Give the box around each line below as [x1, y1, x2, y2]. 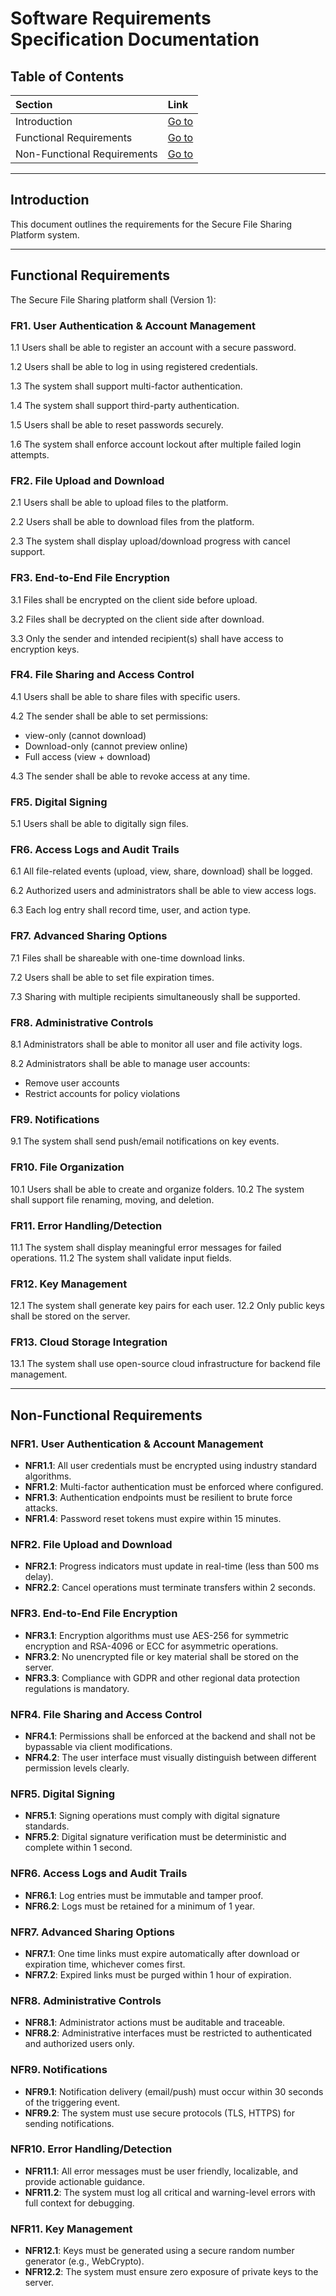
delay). [24, 1571, 54, 1583]
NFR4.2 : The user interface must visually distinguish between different [24, 1752, 317, 1764]
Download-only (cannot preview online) [24, 740, 188, 752]
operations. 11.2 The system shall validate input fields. [10, 1252, 232, 1264]
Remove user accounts [24, 1077, 120, 1089]
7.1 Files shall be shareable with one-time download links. [10, 952, 246, 964]
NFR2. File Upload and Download [10, 1538, 173, 1552]
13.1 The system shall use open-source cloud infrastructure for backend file [10, 1358, 321, 1370]
